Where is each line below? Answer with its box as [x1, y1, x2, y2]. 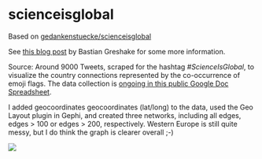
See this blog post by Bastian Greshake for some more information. [8, 46, 226, 56]
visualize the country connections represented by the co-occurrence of [8, 70, 241, 79]
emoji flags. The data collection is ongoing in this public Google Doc [8, 79, 229, 88]
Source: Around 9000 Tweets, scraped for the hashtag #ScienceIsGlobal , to [8, 61, 254, 72]
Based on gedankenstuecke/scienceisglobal [8, 31, 152, 41]
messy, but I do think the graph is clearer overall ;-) [8, 128, 175, 137]
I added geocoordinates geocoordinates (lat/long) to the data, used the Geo [8, 102, 253, 112]
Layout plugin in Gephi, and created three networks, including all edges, [8, 110, 242, 120]
